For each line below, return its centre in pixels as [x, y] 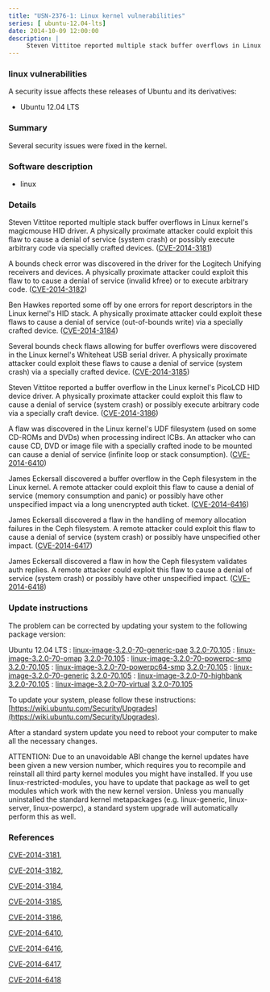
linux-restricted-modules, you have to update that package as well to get [129, 782]
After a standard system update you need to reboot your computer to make [133, 732]
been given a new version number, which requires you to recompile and [127, 765]
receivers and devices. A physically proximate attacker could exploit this [128, 272]
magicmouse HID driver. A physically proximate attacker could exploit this [131, 231]
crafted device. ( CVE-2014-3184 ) [63, 330]
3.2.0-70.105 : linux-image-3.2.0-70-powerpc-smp [168, 658]
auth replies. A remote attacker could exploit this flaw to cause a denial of [130, 570]
